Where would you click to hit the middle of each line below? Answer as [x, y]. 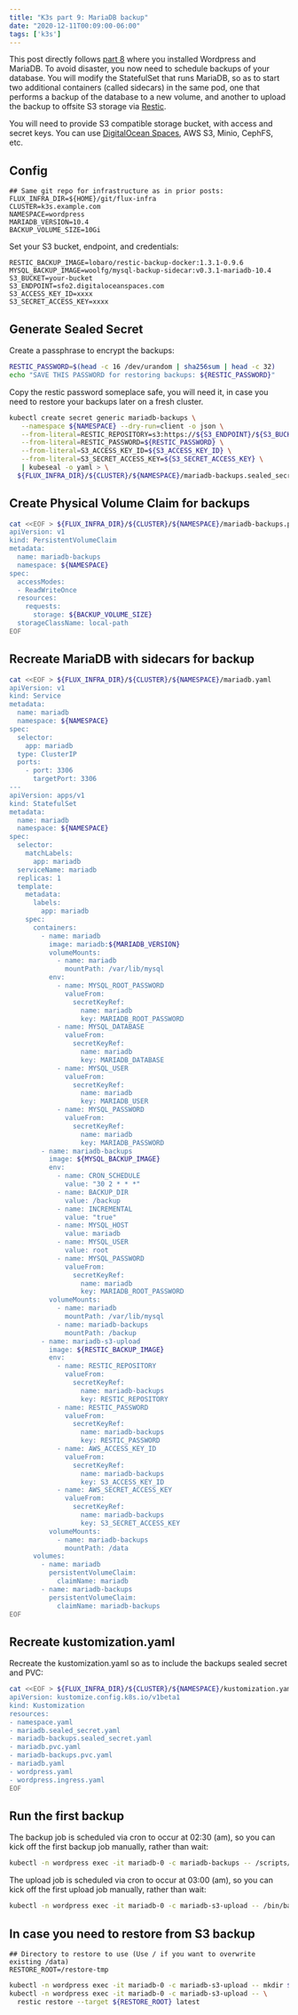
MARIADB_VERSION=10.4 [49, 222]
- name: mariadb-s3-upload [91, 1341]
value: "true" [91, 1217]
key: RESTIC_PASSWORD [121, 1441]
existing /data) [39, 1962]
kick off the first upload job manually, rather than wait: [108, 1890]
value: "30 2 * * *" [103, 1184]
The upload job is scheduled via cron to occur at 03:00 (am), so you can [141, 1880]
